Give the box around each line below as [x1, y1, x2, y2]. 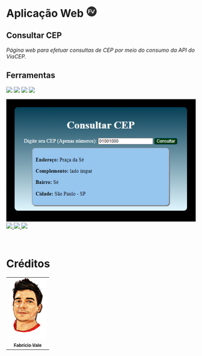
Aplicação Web [6, 7, 84, 20]
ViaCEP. [6, 52, 26, 60]
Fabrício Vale [14, 343, 42, 349]
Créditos [6, 257, 50, 270]
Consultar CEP [6, 30, 62, 41]
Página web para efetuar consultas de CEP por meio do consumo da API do [6, 46, 195, 54]
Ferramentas [6, 70, 55, 81]
